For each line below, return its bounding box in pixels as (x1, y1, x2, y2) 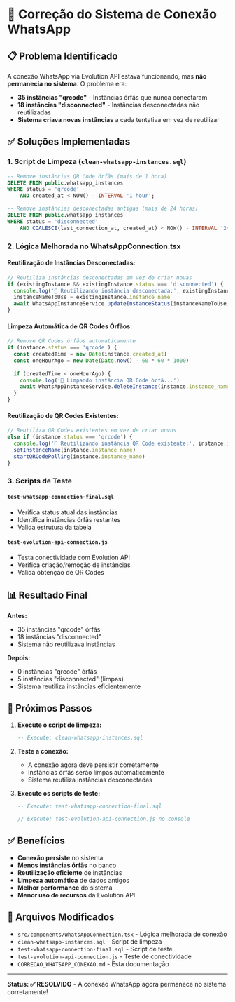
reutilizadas (17, 108, 51, 116)
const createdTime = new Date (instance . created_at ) (13, 351, 168, 358)
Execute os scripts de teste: (17, 789, 101, 798)
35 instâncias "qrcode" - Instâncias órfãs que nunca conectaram (17, 93, 208, 101)
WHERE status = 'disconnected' (7, 218, 99, 225)
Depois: (7, 653, 31, 662)
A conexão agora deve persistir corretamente (27, 761, 159, 769)
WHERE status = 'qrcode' (7, 186, 80, 193)
